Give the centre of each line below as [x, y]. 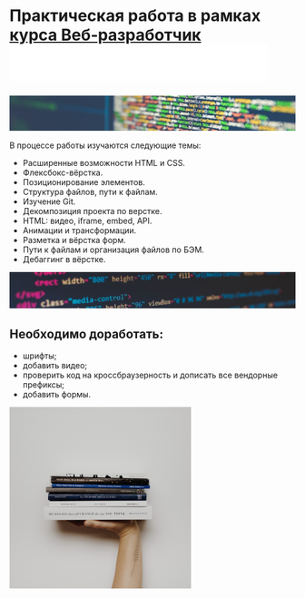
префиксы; [44, 385]
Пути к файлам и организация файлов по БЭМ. [113, 250]
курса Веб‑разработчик [105, 35]
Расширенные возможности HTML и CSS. [104, 163]
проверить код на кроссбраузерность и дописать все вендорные [150, 375]
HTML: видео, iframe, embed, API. [87, 221]
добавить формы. [57, 395]
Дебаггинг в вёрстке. [64, 260]
